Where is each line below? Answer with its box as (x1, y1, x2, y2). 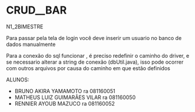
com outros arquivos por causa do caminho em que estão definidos (6, 64, 171, 71)
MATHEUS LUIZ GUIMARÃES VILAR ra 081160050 (14, 94, 136, 101)
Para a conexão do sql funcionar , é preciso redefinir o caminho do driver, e (6, 52, 190, 59)
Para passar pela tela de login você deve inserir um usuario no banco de (6, 34, 182, 41)
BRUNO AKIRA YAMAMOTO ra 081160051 (14, 87, 115, 94)
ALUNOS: (6, 76, 29, 83)
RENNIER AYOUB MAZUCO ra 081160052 (14, 100, 115, 107)
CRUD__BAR (6, 4, 67, 17)
